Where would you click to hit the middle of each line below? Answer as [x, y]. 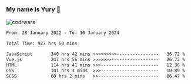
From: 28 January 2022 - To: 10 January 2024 [63, 33]
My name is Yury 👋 [33, 9]
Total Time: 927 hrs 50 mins [42, 43]
